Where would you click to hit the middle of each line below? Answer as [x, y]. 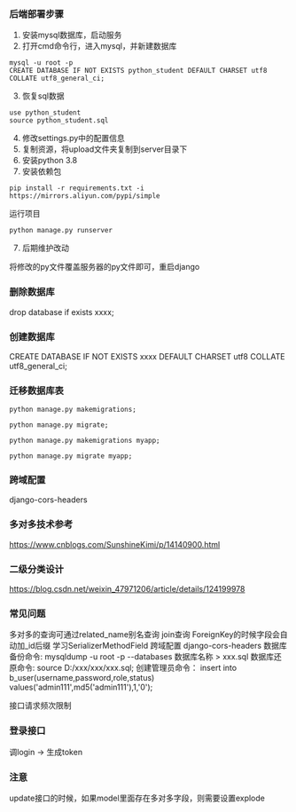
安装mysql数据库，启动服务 [72, 35]
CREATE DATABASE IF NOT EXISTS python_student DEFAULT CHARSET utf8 [138, 71]
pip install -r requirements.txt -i [77, 188]
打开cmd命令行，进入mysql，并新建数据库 [99, 46]
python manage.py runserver [61, 231]
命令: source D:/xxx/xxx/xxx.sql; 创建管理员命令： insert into [127, 668]
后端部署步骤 [37, 13]
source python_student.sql [59, 121]
